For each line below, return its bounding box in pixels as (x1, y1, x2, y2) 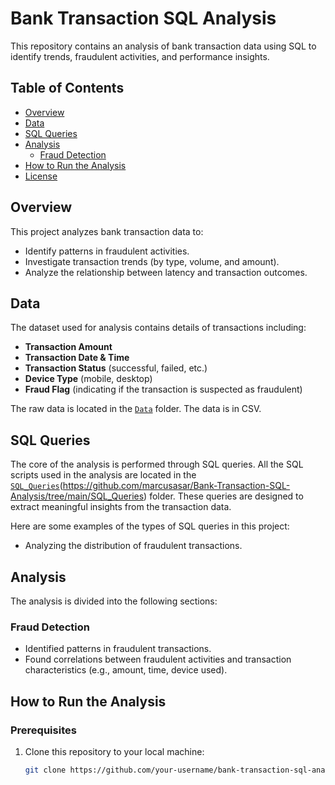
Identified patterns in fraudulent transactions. (24, 643, 212, 655)
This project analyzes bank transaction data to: (10, 225, 204, 237)
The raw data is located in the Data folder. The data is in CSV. (10, 403, 262, 415)
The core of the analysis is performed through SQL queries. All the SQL (10, 458, 304, 471)
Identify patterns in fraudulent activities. (24, 245, 190, 257)
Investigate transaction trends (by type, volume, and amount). (24, 255, 280, 267)
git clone (24, 765, 67, 775)
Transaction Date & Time (24, 352, 130, 364)
